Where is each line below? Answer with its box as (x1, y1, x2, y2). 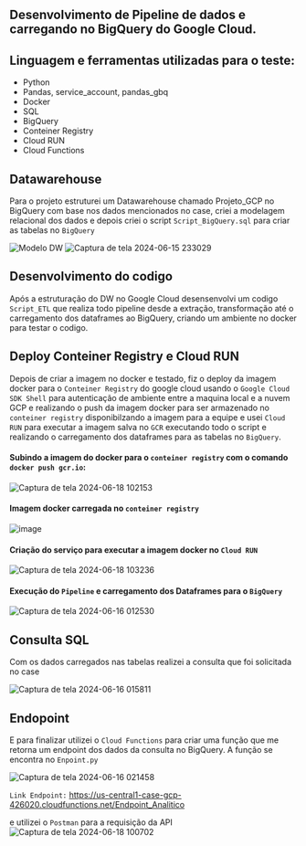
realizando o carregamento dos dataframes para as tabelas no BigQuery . (9, 431, 281, 442)
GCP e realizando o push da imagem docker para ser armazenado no (9, 402, 269, 413)
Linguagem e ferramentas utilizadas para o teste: (9, 52, 295, 68)
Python (22, 77, 50, 88)
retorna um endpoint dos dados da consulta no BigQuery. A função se (9, 745, 273, 756)
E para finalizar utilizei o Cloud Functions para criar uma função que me (9, 735, 280, 746)
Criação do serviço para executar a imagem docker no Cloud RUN (9, 544, 259, 555)
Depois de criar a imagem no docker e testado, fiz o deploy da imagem (9, 373, 277, 384)
